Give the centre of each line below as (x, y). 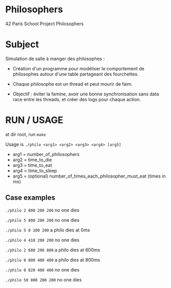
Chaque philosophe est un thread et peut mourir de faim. (73, 84)
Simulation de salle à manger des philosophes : (55, 59)
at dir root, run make (26, 134)
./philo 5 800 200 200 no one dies (42, 220)
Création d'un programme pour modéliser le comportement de (78, 68)
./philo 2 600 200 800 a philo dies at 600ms (53, 249)
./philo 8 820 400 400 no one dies (42, 270)
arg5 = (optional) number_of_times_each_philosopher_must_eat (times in (89, 176)
